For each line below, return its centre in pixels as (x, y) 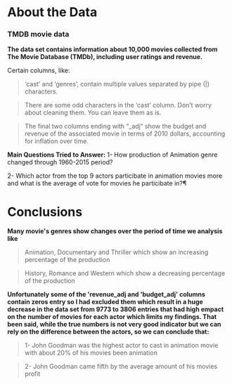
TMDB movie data (38, 34)
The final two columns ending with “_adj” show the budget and (115, 126)
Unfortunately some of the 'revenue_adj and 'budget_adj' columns (107, 294)
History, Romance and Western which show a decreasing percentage (125, 273)
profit (32, 374)
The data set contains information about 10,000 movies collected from (112, 49)
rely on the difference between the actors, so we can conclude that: (108, 332)
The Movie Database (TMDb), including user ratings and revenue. (105, 57)
